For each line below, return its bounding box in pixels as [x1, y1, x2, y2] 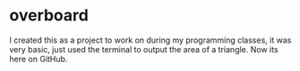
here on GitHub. [9, 53, 68, 64]
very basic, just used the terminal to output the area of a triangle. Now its [9, 43, 279, 54]
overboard [9, 5, 90, 26]
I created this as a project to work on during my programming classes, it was [9, 35, 292, 45]
